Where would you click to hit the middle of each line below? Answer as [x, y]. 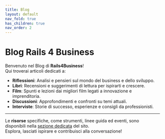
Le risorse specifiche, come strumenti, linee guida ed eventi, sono [72, 121]
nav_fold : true [21, 19]
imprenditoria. [26, 96]
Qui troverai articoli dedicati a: [36, 71]
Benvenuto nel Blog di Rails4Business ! [45, 66]
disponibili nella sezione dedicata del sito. [47, 126]
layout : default [22, 14]
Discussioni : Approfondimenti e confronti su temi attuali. [69, 102]
